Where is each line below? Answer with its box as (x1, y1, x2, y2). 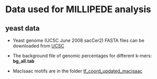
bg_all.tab (12, 58, 35, 64)
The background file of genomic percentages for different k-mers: (12, 52, 152, 59)
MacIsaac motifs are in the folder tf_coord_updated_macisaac (12, 68, 143, 74)
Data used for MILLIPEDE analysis (5, 4, 151, 15)
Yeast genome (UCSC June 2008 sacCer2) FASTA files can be (12, 37, 145, 43)
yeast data (5, 24, 40, 33)
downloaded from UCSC (12, 43, 64, 49)
